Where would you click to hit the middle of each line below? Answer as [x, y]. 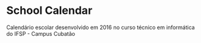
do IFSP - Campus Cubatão [41, 33]
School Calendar [49, 11]
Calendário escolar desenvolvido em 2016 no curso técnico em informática [101, 27]
